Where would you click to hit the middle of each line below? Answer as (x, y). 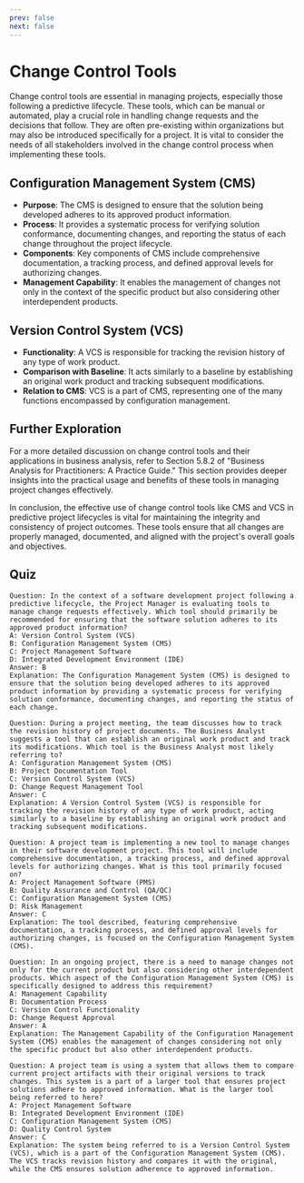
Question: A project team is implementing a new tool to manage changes (150, 843)
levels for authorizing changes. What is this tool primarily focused (146, 866)
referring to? (36, 755)
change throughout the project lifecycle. (98, 244)
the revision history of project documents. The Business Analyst (137, 731)
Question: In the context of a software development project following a (152, 596)
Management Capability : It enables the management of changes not (152, 282)
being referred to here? (56, 1097)
